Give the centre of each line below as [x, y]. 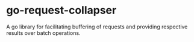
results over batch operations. [43, 33]
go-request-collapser [61, 10]
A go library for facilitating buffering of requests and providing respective [97, 27]
